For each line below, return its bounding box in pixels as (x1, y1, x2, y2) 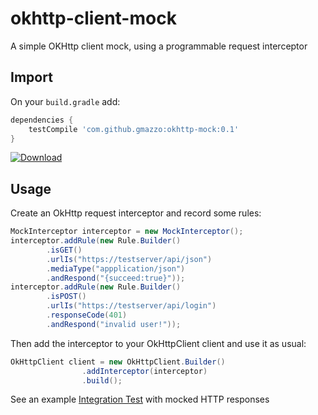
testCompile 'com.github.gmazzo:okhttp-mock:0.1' (28, 124, 240, 134)
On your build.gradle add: (10, 95, 121, 107)
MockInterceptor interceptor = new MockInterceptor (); (10, 227, 244, 237)
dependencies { (10, 115, 74, 125)
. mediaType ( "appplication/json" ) (46, 263, 186, 274)
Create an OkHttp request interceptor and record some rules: (10, 207, 262, 219)
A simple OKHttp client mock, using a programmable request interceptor (10, 40, 308, 52)
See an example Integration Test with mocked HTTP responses (10, 393, 270, 406)
